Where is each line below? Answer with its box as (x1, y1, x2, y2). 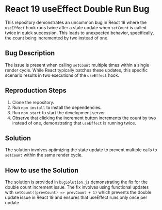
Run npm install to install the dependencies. (12, 105, 102, 110)
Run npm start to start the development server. (12, 109, 106, 115)
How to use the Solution (5, 166, 79, 175)
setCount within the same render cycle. (5, 152, 83, 158)
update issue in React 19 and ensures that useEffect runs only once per (5, 194, 147, 200)
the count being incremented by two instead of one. (5, 35, 109, 41)
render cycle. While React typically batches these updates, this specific (5, 67, 148, 73)
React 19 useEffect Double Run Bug (5, 3, 149, 15)
